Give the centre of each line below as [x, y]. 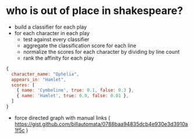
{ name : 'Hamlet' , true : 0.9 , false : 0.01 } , [73, 96]
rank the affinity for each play [59, 58]
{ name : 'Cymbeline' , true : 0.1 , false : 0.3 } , [75, 91]
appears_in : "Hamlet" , [39, 79]
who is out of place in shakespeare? [95, 11]
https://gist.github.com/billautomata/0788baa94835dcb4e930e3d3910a [101, 124]
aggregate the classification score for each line [80, 46]
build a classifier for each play [51, 27]
